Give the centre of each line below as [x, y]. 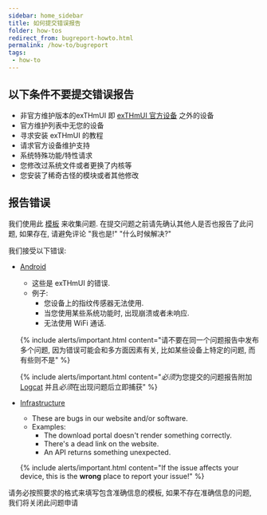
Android [33, 266]
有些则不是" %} [45, 359]
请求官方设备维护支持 [55, 145]
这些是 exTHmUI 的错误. [71, 283]
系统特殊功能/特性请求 [56, 155]
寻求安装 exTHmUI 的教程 [61, 135]
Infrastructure [42, 402]
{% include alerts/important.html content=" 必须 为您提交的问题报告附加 [136, 377]
